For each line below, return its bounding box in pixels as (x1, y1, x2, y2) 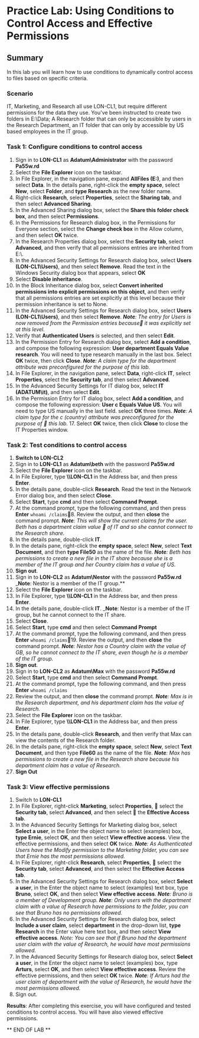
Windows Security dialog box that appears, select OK (15, 269, 146, 276)
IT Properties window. (15, 426, 68, 433)
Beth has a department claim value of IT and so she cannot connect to (15, 523, 193, 530)
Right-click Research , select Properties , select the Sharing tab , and (15, 194, 182, 201)
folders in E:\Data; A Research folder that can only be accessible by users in (6, 115, 191, 122)
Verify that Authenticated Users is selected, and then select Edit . (15, 332, 175, 339)
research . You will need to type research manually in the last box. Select (15, 350, 192, 358)
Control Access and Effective (6, 17, 153, 30)
